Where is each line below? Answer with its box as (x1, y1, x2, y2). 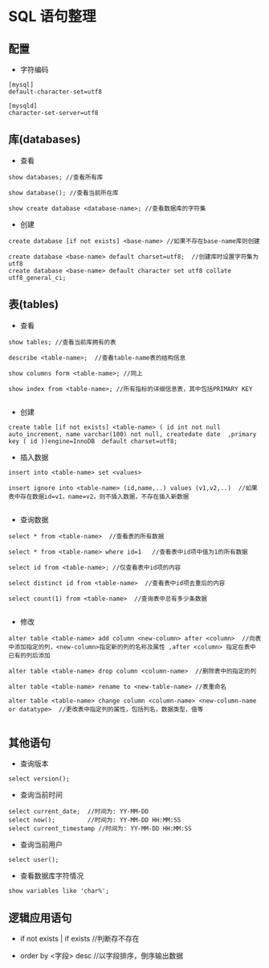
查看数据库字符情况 (19, 871, 84, 881)
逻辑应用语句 (8, 911, 72, 925)
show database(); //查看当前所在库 (8, 188, 119, 197)
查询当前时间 (19, 790, 63, 800)
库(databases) (8, 133, 81, 146)
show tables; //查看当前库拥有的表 (8, 338, 116, 346)
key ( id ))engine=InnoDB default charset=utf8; (8, 437, 178, 445)
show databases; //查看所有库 (8, 173, 104, 181)
